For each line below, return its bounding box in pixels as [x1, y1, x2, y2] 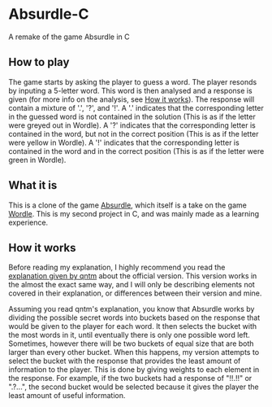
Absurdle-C [8, 5, 89, 24]
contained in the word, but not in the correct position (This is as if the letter [8, 129, 259, 138]
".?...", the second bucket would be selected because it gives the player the [8, 382, 259, 392]
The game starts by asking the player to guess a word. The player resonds [8, 77, 257, 86]
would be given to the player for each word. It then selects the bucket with [8, 322, 257, 331]
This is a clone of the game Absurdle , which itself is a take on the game [8, 200, 248, 210]
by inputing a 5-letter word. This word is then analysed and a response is [8, 85, 253, 95]
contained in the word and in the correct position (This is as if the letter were [8, 146, 265, 155]
